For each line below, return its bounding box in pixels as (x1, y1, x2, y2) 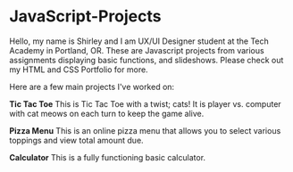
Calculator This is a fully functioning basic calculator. (9, 152, 206, 162)
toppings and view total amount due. (9, 135, 145, 145)
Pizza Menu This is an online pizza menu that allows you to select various (9, 125, 281, 135)
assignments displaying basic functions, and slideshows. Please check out (9, 54, 284, 65)
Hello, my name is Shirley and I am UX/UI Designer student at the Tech (9, 36, 270, 46)
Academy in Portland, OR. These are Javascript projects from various (9, 45, 265, 55)
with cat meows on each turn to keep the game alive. (9, 108, 205, 119)
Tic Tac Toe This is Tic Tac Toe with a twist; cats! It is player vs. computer (9, 98, 281, 109)
